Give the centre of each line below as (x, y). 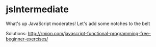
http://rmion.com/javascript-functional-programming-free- (89, 33)
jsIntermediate (37, 9)
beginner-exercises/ (27, 39)
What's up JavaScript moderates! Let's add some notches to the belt (78, 24)
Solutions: (16, 33)
